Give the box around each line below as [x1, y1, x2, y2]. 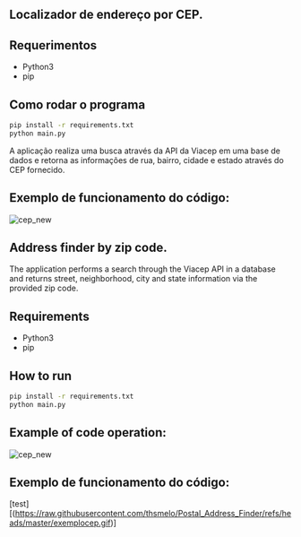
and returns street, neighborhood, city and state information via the [9, 273, 258, 284]
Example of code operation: [9, 425, 168, 440]
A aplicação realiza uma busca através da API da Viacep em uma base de [9, 145, 280, 156]
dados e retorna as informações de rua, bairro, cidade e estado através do [9, 154, 284, 165]
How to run [9, 368, 73, 384]
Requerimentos [9, 38, 98, 53]
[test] [9, 498, 30, 509]
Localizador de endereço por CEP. [9, 7, 203, 22]
